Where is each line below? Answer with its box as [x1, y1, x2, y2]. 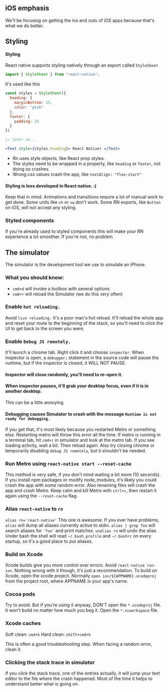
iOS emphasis [5, 4, 49, 13]
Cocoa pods [5, 590, 36, 597]
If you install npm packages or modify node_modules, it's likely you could [5, 477, 157, 483]
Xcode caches [5, 620, 41, 627]
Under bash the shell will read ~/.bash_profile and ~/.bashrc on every [5, 533, 151, 539]
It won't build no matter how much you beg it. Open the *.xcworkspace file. [5, 607, 159, 613]
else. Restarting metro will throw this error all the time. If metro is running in [5, 432, 161, 438]
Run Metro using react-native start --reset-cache [5, 460, 132, 467]
